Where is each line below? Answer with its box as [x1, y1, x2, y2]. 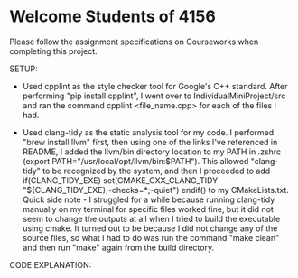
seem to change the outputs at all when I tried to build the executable [22, 213, 281, 224]
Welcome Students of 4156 [9, 6, 217, 27]
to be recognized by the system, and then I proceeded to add [42, 165, 271, 176]
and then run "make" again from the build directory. [22, 242, 215, 253]
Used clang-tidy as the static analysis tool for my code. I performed [22, 126, 275, 137]
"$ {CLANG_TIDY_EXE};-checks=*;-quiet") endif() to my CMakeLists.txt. [22, 184, 289, 195]
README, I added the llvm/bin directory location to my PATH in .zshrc [22, 146, 282, 157]
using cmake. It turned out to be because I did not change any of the [22, 223, 278, 234]
